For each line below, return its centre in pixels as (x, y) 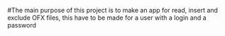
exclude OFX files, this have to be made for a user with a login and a (107, 18)
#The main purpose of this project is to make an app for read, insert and (113, 10)
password (22, 25)
